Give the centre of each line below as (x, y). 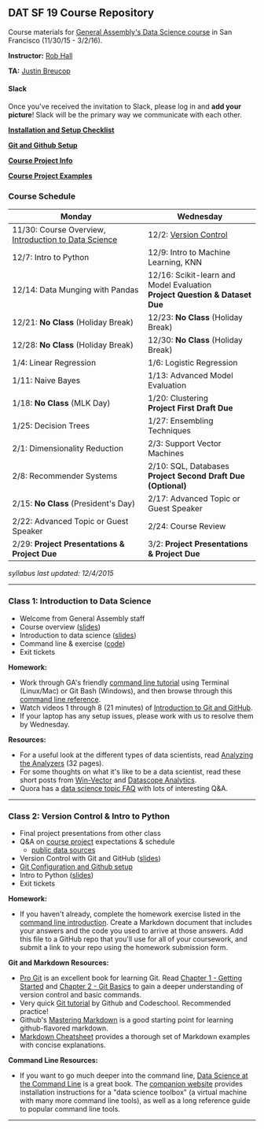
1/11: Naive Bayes (46, 381)
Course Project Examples (50, 176)
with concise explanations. (62, 1045)
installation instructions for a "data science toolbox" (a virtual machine (133, 1092)
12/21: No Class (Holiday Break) (73, 322)
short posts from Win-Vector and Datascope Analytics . (108, 780)
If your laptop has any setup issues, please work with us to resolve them (136, 715)
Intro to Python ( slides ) (57, 875)
